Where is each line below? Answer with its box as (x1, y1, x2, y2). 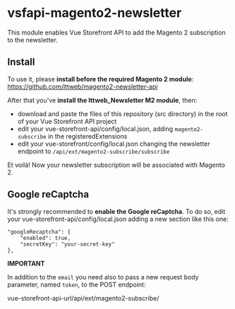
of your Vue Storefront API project (17, 117, 117, 125)
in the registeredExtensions (48, 132, 128, 140)
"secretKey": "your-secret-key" (20, 241, 115, 248)
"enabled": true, (20, 234, 71, 241)
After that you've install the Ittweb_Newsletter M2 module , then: (7, 96, 198, 104)
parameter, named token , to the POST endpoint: (7, 280, 146, 289)
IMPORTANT (7, 259, 45, 267)
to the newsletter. (7, 35, 58, 44)
